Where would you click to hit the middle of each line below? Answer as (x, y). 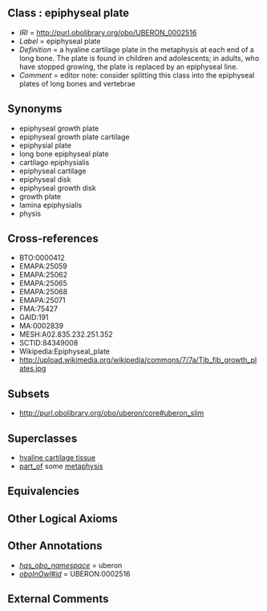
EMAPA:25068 (43, 292)
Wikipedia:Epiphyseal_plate (64, 351)
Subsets (28, 393)
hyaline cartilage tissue (57, 458)
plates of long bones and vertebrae (77, 83)
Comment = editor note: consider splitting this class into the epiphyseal (137, 75)
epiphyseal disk (45, 179)
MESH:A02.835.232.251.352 (66, 334)
